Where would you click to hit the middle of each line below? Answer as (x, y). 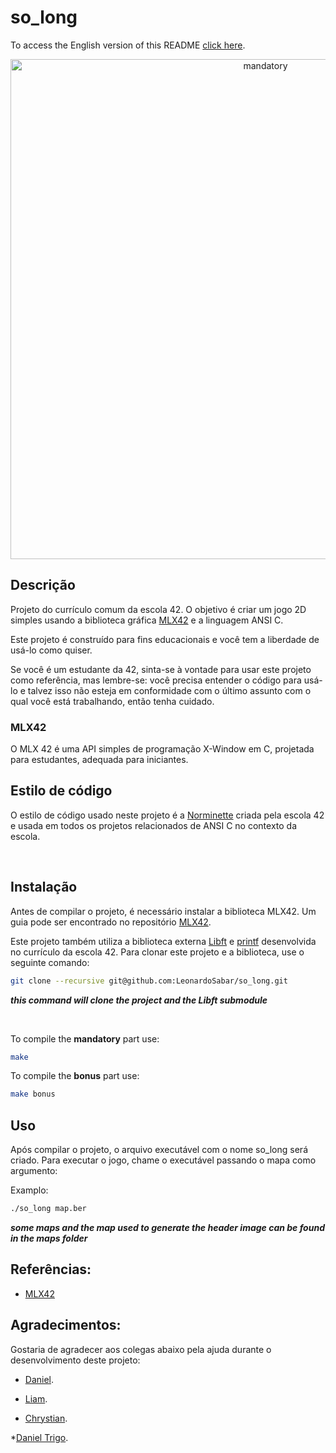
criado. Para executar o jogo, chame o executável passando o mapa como (163, 1160)
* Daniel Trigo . (39, 1437)
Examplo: (29, 1190)
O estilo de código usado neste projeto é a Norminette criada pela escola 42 (167, 815)
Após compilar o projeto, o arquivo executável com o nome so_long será (159, 1150)
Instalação (44, 887)
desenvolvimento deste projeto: (75, 1360)
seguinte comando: (50, 962)
